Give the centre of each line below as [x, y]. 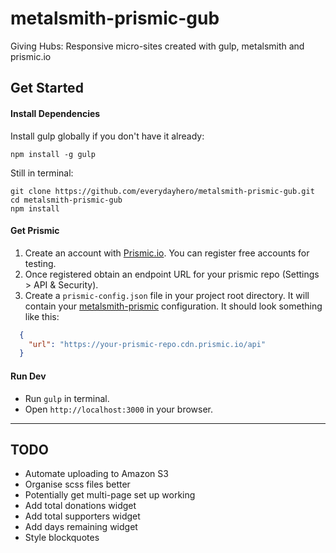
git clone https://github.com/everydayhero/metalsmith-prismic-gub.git [162, 191]
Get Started [47, 88]
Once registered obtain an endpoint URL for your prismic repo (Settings [172, 274]
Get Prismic [35, 231]
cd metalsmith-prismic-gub [66, 200]
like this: [42, 316]
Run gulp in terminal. [67, 398]
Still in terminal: [42, 173]
